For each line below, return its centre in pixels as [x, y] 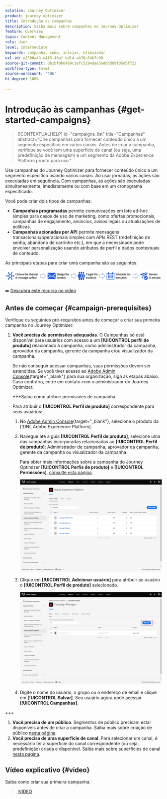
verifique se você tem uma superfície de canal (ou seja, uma [79, 150]
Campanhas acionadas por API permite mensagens [66, 232]
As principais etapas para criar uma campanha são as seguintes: [71, 263]
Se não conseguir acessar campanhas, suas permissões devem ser [82, 366]
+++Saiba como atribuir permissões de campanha [64, 397]
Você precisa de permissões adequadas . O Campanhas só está [79, 335]
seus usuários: [27, 412]
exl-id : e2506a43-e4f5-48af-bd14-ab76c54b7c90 [54, 58]
